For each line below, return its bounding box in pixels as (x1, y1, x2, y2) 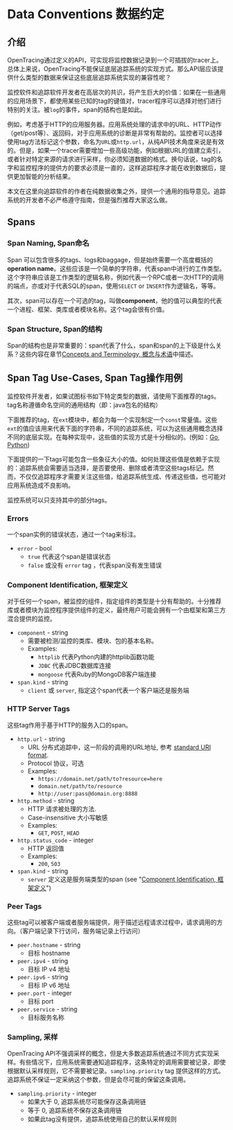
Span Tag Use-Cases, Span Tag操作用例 (7, 372, 183, 384)
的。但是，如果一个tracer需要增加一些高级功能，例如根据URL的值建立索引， (7, 147, 225, 154)
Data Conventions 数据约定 (7, 6, 164, 22)
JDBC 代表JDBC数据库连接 (37, 662, 112, 670)
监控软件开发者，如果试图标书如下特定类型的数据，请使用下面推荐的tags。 (7, 392, 221, 400)
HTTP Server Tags (7, 704, 71, 714)
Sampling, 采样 (7, 1032, 58, 1042)
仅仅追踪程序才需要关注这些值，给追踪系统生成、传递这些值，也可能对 (25, 472, 226, 480)
